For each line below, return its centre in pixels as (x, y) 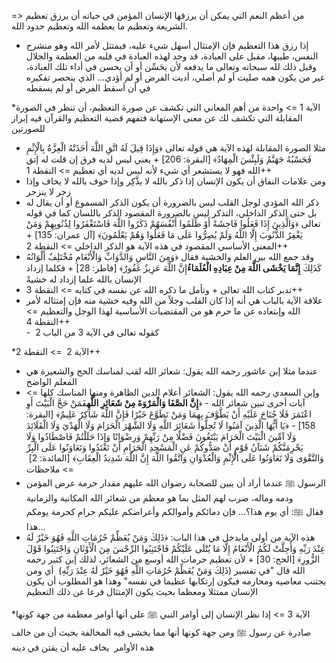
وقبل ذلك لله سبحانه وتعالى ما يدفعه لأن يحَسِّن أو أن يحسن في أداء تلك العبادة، (171, 66)
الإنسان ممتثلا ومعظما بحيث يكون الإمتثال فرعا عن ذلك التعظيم (142, 591)
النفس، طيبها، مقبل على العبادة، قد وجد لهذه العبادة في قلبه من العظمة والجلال (172, 56)
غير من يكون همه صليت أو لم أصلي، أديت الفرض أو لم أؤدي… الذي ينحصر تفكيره (175, 77)
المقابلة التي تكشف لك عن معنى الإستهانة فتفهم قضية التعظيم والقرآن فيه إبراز (157, 118)
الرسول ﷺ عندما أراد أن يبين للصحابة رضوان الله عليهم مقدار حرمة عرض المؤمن (175, 483)
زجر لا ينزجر (48, 191)
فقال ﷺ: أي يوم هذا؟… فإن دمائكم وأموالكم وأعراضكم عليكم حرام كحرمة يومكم (174, 511)
